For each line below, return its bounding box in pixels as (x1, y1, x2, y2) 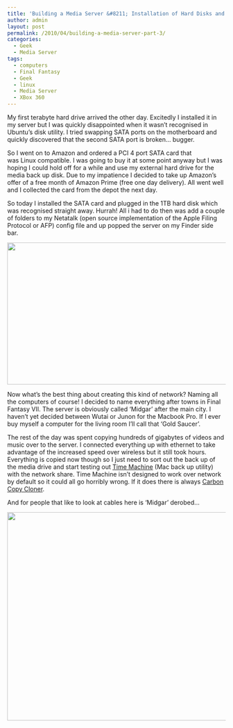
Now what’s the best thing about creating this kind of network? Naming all (7, 390, 218, 398)
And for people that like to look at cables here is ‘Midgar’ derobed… (7, 498, 200, 506)
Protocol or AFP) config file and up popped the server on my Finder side (7, 222, 214, 229)
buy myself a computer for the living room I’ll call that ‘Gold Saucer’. (7, 420, 201, 428)
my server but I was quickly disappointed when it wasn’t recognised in (7, 121, 208, 129)
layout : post (7, 23, 45, 30)
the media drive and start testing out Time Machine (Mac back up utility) (7, 463, 214, 471)
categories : (7, 36, 42, 43)
